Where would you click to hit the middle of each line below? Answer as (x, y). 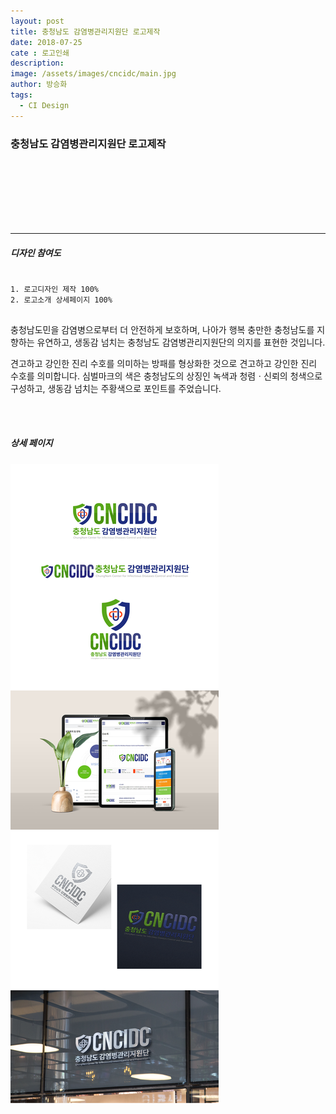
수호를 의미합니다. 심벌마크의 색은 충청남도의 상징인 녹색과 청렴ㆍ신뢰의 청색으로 (166, 376)
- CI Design (44, 105)
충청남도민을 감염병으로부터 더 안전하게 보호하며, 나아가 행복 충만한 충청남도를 (162, 329)
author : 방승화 (39, 85)
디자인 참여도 (36, 252)
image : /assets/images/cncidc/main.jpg (93, 74)
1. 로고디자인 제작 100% (55, 289)
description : (37, 63)
